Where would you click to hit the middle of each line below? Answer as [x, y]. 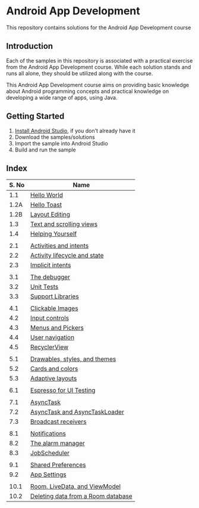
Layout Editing [50, 215]
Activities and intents [60, 246]
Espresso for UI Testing [63, 391]
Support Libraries [55, 296]
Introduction [30, 46]
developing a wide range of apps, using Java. [62, 97]
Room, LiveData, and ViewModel [75, 487]
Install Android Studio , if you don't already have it [75, 131]
